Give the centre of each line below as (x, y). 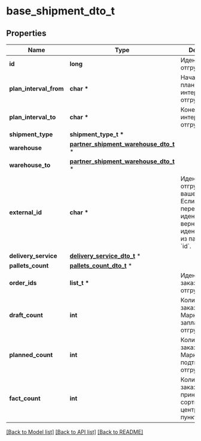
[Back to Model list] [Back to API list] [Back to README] (75, 432)
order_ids (23, 283)
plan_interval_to (33, 117)
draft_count (26, 315)
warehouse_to (30, 165)
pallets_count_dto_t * (101, 265)
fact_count (25, 398)
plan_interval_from (36, 88)
